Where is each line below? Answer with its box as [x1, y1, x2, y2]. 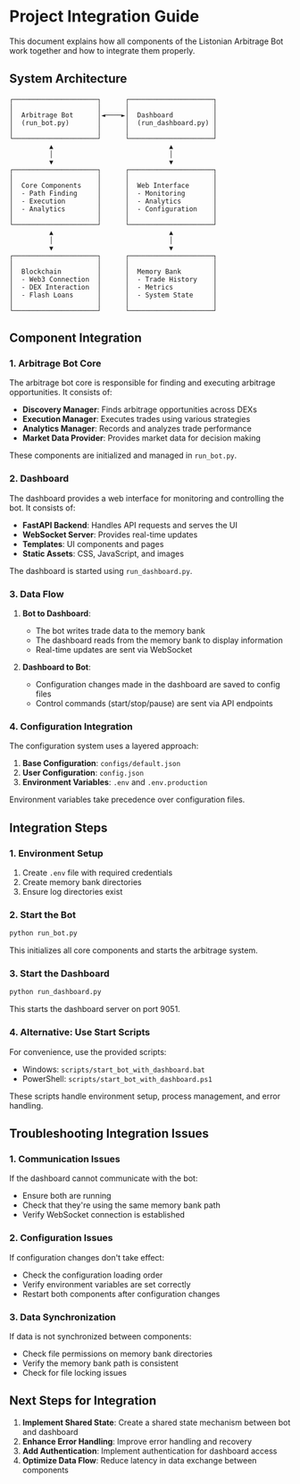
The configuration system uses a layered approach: [9, 740, 199, 752]
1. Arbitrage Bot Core [9, 358, 102, 370]
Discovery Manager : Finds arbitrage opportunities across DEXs [21, 404, 257, 415]
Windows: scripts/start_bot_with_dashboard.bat [21, 1064, 205, 1075]
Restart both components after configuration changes [21, 1288, 221, 1299]
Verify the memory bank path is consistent [21, 1357, 179, 1369]
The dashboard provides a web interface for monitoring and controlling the [9, 493, 284, 503]
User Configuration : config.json [21, 767, 145, 779]
